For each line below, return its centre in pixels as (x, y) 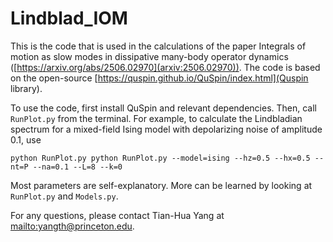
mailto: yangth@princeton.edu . (72, 226)
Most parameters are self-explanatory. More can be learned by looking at (161, 185)
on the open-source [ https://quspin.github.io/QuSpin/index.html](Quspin (159, 78)
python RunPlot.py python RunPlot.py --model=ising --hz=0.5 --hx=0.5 (160, 158)
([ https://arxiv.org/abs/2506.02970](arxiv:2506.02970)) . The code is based (165, 67)
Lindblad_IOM (69, 18)
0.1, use (26, 139)
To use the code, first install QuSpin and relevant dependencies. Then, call (163, 108)
